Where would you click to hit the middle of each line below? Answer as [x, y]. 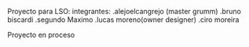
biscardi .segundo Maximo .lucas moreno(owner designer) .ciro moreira [123, 20]
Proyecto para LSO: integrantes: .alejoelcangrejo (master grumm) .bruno [124, 11]
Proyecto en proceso [41, 35]
